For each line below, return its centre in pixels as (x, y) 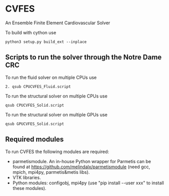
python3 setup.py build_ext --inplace (46, 42)
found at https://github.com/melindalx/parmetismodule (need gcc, (81, 167)
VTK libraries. (27, 177)
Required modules (35, 139)
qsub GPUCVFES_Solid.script (35, 124)
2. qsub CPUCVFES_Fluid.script (38, 86)
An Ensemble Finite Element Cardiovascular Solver (58, 23)
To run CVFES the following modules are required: (57, 152)
